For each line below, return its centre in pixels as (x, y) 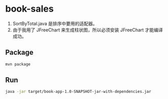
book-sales (30, 9)
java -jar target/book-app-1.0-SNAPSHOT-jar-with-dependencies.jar (78, 92)
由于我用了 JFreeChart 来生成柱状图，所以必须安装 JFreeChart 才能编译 (88, 30)
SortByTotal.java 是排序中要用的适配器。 (55, 23)
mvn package (18, 64)
